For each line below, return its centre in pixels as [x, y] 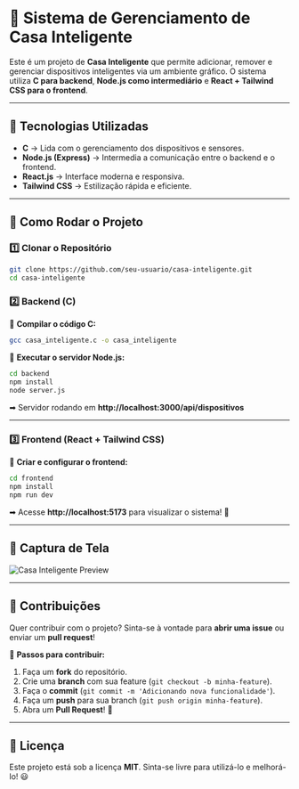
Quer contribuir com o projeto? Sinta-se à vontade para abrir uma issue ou [147, 628]
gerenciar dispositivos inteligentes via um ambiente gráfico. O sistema [138, 71]
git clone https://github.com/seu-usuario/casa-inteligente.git [131, 270]
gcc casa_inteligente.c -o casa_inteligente [93, 341]
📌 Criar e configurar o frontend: [69, 462]
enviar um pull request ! [53, 637]
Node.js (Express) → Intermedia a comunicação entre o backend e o [149, 157]
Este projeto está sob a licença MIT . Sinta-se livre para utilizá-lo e [130, 767]
